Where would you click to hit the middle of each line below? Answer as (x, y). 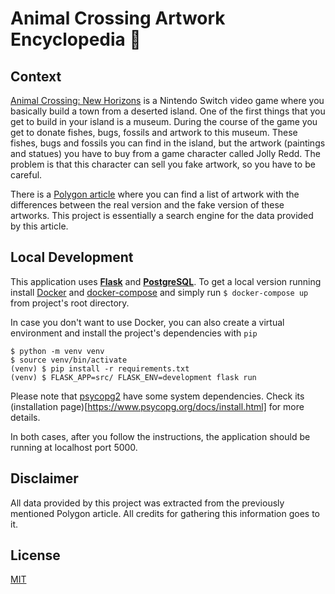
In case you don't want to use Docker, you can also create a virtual (147, 322)
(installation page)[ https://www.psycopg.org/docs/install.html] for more (157, 406)
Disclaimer (44, 478)
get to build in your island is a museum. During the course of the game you (164, 121)
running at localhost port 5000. (74, 447)
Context (36, 76)
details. (25, 417)
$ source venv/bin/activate (69, 360)
